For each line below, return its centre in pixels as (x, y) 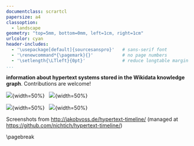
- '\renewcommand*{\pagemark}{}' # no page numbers (89, 55)
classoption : (22, 22)
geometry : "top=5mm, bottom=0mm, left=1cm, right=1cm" (75, 33)
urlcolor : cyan (25, 39)
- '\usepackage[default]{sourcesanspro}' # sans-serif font (89, 50)
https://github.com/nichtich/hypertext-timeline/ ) (64, 125)
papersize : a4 (24, 17)
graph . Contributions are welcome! (49, 83)
